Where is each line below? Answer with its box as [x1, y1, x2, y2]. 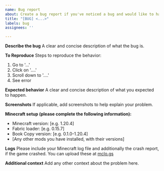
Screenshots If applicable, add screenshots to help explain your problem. [5, 102, 153, 107]
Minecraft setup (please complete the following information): [5, 111, 132, 117]
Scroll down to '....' [12, 72, 50, 78]
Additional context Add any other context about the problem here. [5, 160, 139, 166]
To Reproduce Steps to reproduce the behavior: [5, 52, 102, 59]
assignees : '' [5, 25, 34, 30]
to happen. [5, 92, 27, 98]
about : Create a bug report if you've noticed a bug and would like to [5, 12, 154, 17]
